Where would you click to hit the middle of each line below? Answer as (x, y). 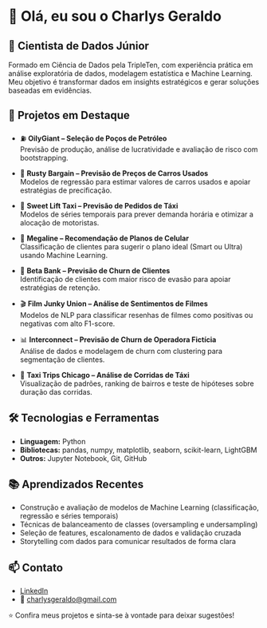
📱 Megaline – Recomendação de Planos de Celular (104, 238)
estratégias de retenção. (60, 288)
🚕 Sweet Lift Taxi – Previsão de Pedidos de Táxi (99, 205)
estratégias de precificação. (66, 190)
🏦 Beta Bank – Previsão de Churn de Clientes (95, 270)
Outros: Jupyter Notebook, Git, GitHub (83, 458)
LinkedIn (34, 591)
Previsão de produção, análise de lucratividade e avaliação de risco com (139, 149)
